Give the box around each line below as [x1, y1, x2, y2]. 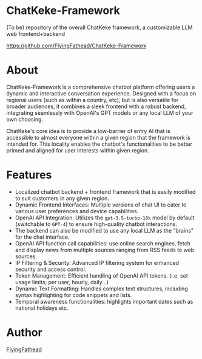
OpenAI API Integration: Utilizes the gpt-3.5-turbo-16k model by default [15, 214, 195, 221]
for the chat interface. [15, 233, 70, 241]
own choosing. [6, 115, 44, 123]
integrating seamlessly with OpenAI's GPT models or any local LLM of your [6, 109, 194, 116]
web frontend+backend [6, 30, 66, 37]
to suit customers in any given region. [15, 194, 109, 202]
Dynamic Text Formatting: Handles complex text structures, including [15, 285, 188, 292]
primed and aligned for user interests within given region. [6, 146, 150, 154]
